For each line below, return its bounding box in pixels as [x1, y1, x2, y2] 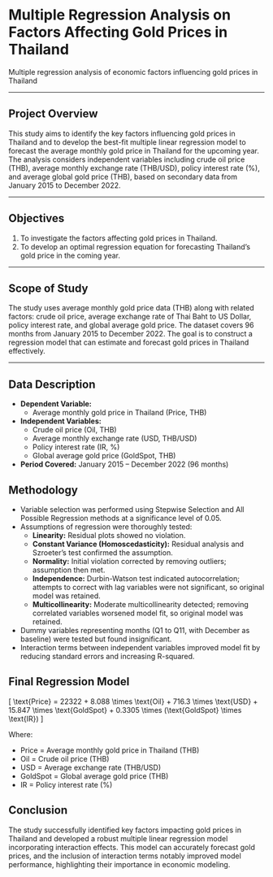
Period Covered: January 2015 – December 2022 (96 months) [19, 459, 229, 469]
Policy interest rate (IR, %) [32, 442, 120, 452]
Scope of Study [8, 281, 89, 295]
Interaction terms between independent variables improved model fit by [19, 643, 261, 652]
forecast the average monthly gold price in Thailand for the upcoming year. [8, 145, 260, 155]
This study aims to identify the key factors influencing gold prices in [8, 128, 236, 138]
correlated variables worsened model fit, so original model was [32, 608, 244, 618]
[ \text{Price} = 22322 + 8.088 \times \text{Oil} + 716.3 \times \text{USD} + [8, 697, 258, 706]
